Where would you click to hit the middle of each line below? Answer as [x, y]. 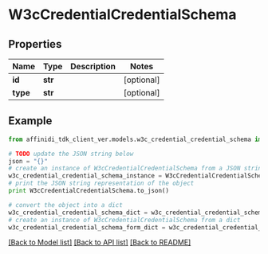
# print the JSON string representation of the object [101, 184]
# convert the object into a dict [66, 205]
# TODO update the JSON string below [71, 154]
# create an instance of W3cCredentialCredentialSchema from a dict [124, 220]
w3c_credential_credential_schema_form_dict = [87, 227]
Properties [35, 44]
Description [93, 66]
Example [30, 121]
